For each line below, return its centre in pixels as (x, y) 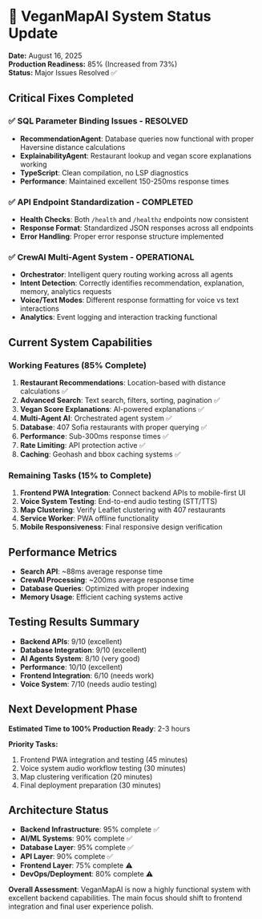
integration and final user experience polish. (81, 907)
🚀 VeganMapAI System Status (110, 16)
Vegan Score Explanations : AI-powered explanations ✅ (112, 409)
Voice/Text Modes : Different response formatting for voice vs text (129, 300)
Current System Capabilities (81, 343)
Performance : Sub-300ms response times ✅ (94, 436)
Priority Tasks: (33, 744)
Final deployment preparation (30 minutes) (91, 785)
